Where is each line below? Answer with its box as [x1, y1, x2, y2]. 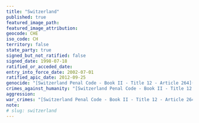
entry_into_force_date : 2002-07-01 [6, 69, 94, 75]
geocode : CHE [6, 31, 38, 37]
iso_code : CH [6, 36, 38, 42]
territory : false [6, 42, 49, 48]
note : [6, 102, 20, 108]
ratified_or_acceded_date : [6, 63, 73, 70]
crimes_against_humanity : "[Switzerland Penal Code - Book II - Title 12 [6, 86, 192, 92]
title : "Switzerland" [6, 8, 60, 15]
